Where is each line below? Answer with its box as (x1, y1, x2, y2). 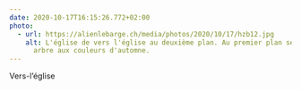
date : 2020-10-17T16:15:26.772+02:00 (9, 12, 150, 22)
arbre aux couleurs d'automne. (32, 46, 150, 55)
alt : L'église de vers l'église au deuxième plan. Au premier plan (25, 37, 282, 47)
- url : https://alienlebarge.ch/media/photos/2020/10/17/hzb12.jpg (17, 29, 275, 38)
